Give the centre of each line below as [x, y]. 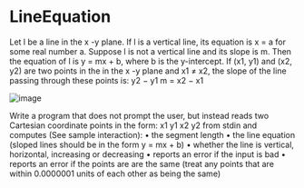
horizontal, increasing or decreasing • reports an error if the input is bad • [147, 154]
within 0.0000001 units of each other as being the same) [115, 173]
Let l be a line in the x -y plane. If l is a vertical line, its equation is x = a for [147, 42]
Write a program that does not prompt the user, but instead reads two [139, 115]
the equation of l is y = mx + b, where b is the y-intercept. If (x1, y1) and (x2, [151, 61]
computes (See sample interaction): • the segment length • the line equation [152, 134]
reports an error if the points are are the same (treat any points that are [142, 163]
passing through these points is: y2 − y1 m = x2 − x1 [107, 80]
